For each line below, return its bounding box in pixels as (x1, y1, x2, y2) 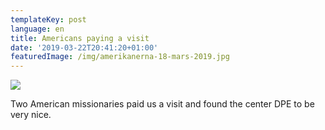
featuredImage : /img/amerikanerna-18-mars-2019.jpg (10, 52, 230, 62)
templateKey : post (10, 14, 87, 25)
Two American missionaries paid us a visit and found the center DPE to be (10, 98, 315, 110)
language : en (10, 24, 65, 34)
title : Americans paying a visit (10, 33, 150, 43)
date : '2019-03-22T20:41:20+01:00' (10, 42, 159, 53)
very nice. (10, 109, 52, 121)
